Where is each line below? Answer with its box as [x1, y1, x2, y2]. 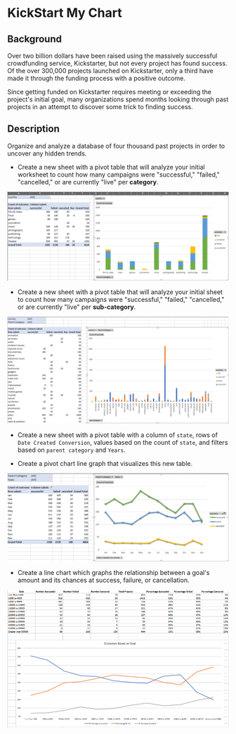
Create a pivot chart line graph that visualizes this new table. [17, 459, 193, 467]
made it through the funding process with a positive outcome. [7, 74, 186, 82]
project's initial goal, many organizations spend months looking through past [7, 95, 229, 103]
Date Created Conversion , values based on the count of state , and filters [17, 438, 228, 446]
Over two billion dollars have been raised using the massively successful [7, 51, 218, 60]
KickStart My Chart [7, 5, 122, 21]
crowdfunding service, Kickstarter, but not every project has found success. [7, 59, 228, 68]
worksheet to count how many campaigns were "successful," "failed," [17, 170, 220, 179]
